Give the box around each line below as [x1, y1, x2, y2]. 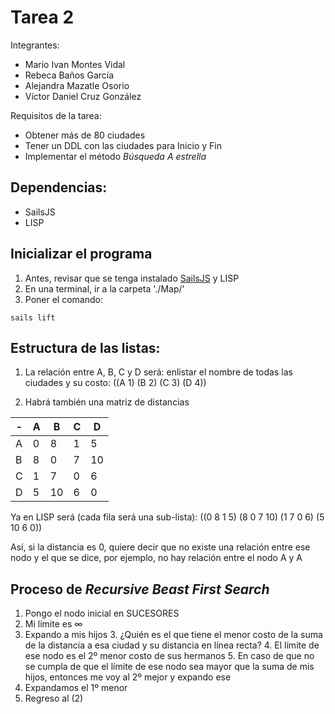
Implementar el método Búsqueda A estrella [24, 150, 207, 162]
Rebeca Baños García [24, 69, 115, 81]
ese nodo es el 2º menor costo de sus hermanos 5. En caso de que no [24, 650, 315, 662]
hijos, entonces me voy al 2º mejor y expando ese [24, 671, 232, 683]
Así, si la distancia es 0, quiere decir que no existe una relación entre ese [10, 541, 311, 553]
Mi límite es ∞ [24, 618, 83, 630]
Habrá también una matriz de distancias [24, 396, 190, 408]
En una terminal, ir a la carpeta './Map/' [24, 282, 185, 295]
